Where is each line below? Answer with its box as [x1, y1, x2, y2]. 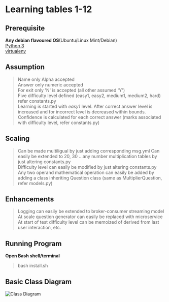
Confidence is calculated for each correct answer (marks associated [17, 114, 161, 120]
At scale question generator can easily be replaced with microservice [17, 214, 163, 220]
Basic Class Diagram [5, 277, 72, 286]
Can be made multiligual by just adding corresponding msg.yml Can [17, 147, 160, 154]
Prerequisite [5, 24, 45, 33]
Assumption [5, 63, 45, 72]
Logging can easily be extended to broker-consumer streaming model [17, 208, 164, 215]
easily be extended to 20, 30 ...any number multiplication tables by [17, 153, 157, 159]
